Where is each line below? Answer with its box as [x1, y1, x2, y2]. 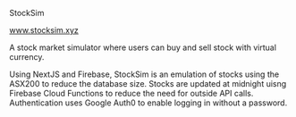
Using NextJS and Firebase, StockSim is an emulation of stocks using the [9, 69, 280, 79]
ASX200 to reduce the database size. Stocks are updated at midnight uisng [9, 79, 287, 88]
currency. [9, 52, 45, 62]
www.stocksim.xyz [9, 25, 79, 35]
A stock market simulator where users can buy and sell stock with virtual [9, 42, 277, 53]
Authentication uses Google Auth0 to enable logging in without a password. [9, 97, 288, 108]
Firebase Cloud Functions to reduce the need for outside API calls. [9, 88, 254, 98]
